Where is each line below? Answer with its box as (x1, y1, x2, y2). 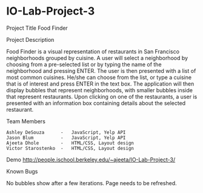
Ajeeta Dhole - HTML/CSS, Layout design (6, 140, 135, 146)
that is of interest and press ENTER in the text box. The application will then (6, 80, 195, 87)
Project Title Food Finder (6, 24, 68, 32)
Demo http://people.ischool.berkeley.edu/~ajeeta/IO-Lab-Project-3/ (6, 156, 176, 163)
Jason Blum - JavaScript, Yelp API (6, 135, 126, 141)
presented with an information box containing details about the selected (6, 99, 186, 107)
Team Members (6, 117, 45, 125)
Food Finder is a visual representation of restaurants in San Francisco (6, 47, 180, 55)
